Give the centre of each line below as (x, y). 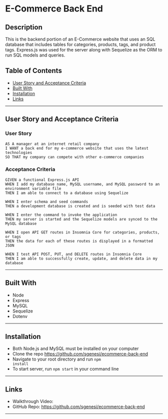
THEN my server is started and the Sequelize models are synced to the (81, 219)
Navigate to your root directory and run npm (57, 359)
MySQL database (21, 223)
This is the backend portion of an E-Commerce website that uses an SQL (80, 39)
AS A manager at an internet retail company (52, 144)
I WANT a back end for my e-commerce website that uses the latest (77, 148)
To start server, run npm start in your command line (65, 369)
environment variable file (33, 188)
